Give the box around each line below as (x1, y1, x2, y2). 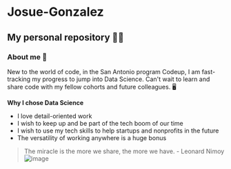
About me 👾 (7, 52, 47, 62)
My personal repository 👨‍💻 (7, 32, 124, 43)
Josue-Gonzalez (7, 4, 105, 20)
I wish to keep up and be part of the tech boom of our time (17, 119, 184, 127)
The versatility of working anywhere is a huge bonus (17, 133, 167, 142)
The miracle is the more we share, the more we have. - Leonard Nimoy (23, 147, 225, 155)
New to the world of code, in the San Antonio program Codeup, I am (7, 67, 201, 76)
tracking (7, 75, 31, 83)
